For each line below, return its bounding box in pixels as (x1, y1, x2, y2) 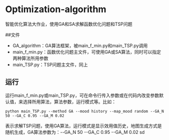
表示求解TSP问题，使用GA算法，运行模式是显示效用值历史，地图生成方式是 (5, 123, 162, 129)
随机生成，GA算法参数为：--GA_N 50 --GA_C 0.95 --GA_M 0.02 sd (5, 129, 145, 135)
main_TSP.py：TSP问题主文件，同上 (12, 61, 88, 67)
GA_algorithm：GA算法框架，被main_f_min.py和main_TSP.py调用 (12, 42, 148, 49)
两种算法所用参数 (12, 55, 49, 61)
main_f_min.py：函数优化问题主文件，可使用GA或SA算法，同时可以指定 (12, 49, 161, 55)
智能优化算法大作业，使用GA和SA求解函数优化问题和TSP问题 (5, 21, 133, 27)
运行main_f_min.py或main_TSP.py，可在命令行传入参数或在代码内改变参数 (5, 92, 159, 98)
